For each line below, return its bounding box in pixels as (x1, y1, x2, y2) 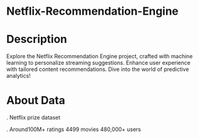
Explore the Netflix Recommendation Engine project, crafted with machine (6, 53, 193, 60)
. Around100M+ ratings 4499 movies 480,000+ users (6, 126, 141, 133)
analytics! (6, 72, 31, 80)
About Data (6, 94, 66, 108)
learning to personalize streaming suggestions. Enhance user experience (6, 59, 191, 67)
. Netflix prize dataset (6, 114, 61, 121)
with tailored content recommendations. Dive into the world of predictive (6, 66, 189, 73)
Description (6, 32, 67, 47)
